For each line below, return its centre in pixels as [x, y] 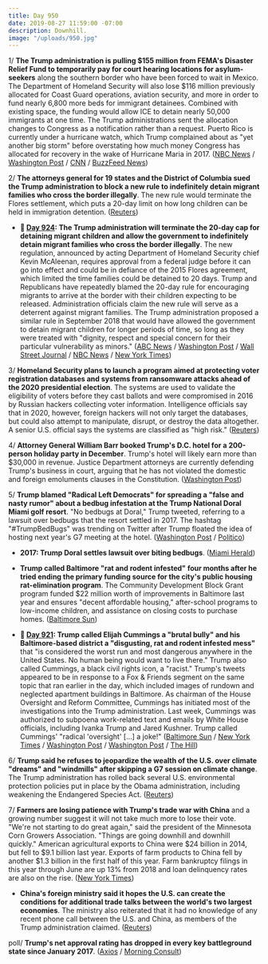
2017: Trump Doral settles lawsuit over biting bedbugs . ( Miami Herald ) [138, 553]
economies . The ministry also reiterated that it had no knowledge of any [138, 910]
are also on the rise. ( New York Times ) [71, 878]
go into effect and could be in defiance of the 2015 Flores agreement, [134, 270]
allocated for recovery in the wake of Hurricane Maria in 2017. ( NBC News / [132, 154]
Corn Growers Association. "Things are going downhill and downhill [119, 835]
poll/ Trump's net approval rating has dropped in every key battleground [130, 943]
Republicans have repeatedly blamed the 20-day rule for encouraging [134, 287]
